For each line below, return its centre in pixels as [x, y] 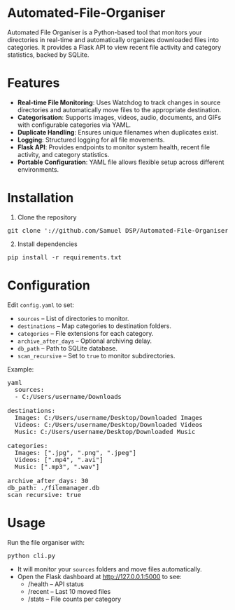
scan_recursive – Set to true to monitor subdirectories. [96, 355]
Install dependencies [48, 244]
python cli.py [31, 556]
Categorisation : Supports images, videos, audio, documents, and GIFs [119, 117]
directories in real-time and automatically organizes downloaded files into [113, 39]
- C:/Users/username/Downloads [68, 396]
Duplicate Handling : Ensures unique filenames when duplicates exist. [118, 132]
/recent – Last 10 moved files [69, 591]
